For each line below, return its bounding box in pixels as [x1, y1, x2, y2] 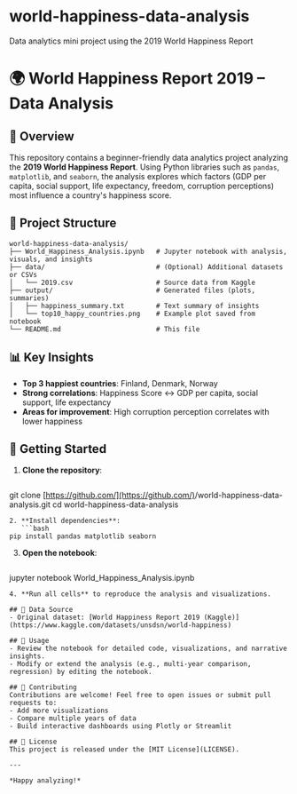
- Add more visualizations [9, 706, 109, 716]
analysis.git [9, 499, 51, 510]
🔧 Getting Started [9, 441, 107, 457]
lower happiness [21, 416, 82, 426]
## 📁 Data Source [9, 606, 74, 615]
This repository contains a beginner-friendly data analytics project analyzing [9, 152, 288, 163]
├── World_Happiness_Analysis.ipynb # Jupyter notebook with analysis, [9, 247, 288, 256]
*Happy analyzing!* [9, 776, 82, 785]
